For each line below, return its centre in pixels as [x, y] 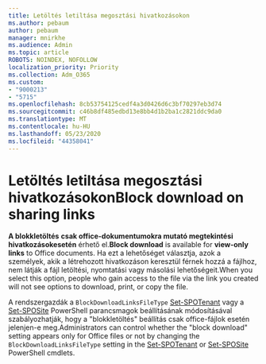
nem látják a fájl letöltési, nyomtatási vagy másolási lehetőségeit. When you [131, 270]
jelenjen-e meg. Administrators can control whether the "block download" [128, 327]
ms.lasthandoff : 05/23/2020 [55, 134]
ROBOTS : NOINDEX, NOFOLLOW [53, 60]
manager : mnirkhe [37, 38]
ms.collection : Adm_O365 [49, 75]
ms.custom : [26, 82]
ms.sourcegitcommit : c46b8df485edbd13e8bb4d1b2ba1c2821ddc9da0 [115, 112]
